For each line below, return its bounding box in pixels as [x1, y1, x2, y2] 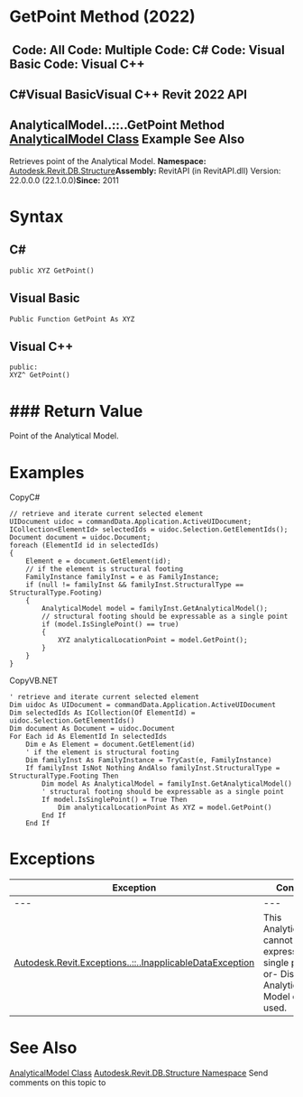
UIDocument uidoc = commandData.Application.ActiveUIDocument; [9, 517, 252, 527]
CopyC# [9, 492, 41, 502]
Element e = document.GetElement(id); [25, 557, 171, 566]
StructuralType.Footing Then [9, 771, 119, 781]
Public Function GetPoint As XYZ [9, 314, 135, 324]
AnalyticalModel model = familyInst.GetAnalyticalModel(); [41, 604, 269, 613]
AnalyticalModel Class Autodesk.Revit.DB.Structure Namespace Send [9, 1067, 269, 1079]
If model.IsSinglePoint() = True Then [41, 796, 188, 805]
